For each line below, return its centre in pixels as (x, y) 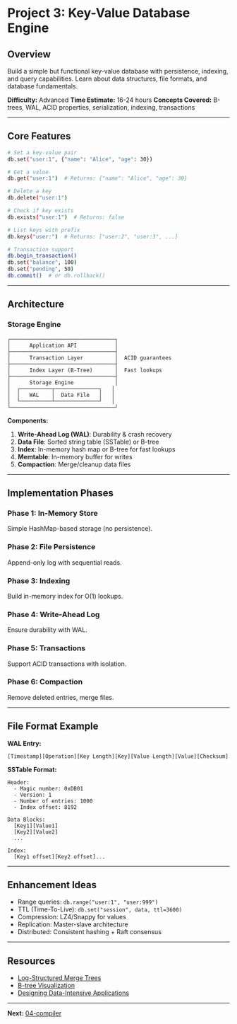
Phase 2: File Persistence (51, 547)
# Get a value (28, 172)
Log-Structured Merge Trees (59, 978)
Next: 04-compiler (35, 1013)
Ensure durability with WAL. (48, 630)
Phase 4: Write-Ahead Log (54, 614)
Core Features (39, 136)
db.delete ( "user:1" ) (38, 198)
